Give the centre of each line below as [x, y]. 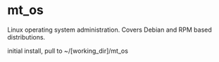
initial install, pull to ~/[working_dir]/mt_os [68, 51]
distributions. [26, 37]
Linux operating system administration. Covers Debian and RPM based [110, 30]
